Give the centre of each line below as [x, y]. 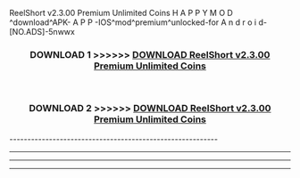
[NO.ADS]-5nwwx [42, 32]
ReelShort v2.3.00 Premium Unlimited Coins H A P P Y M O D [121, 13]
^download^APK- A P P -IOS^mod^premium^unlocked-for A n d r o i [133, 22]
